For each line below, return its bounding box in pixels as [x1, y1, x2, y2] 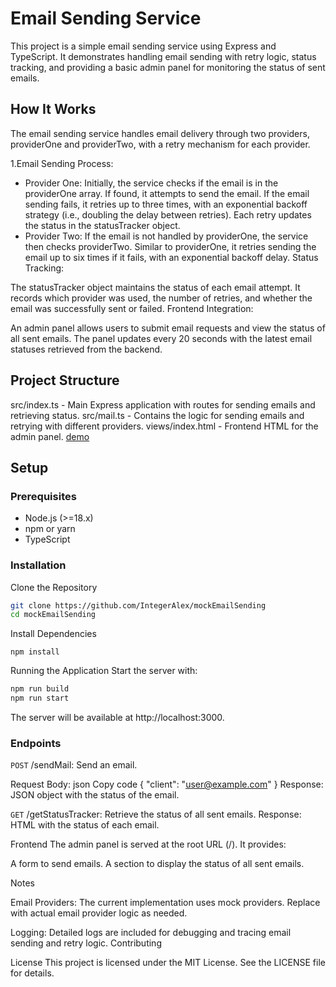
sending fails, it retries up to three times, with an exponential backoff [24, 198, 308, 210]
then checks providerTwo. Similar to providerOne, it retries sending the [24, 240, 317, 252]
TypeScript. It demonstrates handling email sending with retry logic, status [10, 50, 317, 62]
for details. [10, 967, 55, 979]
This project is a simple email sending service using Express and [10, 40, 277, 52]
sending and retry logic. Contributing [10, 937, 162, 949]
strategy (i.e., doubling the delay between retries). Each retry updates [24, 208, 312, 221]
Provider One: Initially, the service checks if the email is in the [24, 177, 279, 189]
